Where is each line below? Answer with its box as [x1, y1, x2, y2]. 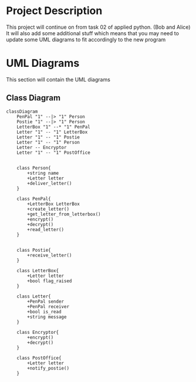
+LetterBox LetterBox [27, 201, 80, 207]
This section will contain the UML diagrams [6, 76, 110, 83]
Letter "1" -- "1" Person [16, 139, 80, 145]
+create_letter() [27, 206, 69, 212]
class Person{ [16, 165, 51, 171]
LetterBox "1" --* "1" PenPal [16, 124, 91, 130]
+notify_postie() [27, 365, 69, 371]
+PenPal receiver [27, 303, 69, 309]
